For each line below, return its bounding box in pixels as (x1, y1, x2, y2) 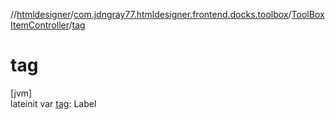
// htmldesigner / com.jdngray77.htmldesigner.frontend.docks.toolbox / (10, 9, 292, 20)
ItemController (10, 19, 70, 31)
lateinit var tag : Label (10, 97, 97, 109)
